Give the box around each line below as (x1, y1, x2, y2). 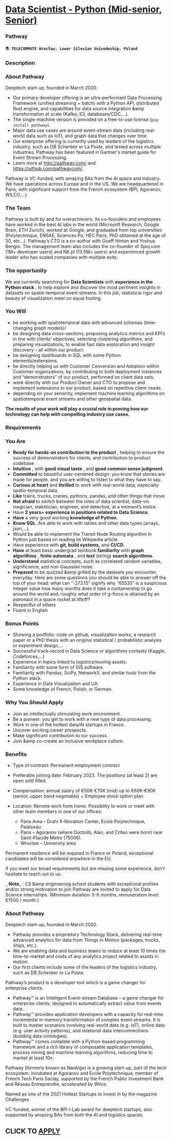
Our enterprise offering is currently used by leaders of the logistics (12, 138, 154, 144)
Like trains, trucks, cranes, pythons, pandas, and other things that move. (12, 493, 166, 499)
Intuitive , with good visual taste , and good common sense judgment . (12, 465, 164, 472)
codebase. (12, 460, 36, 466)
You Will (5, 308, 27, 315)
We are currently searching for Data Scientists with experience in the (5, 278, 153, 285)
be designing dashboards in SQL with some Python (12, 352, 121, 358)
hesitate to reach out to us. (5, 870, 62, 877)
